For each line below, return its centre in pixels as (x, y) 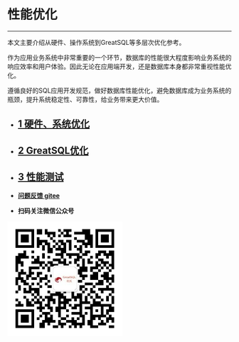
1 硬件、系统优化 (54, 124)
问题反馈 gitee (39, 195)
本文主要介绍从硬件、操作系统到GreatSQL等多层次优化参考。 (96, 42)
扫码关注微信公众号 (46, 210)
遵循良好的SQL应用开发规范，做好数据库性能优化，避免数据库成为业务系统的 (119, 90)
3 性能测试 (41, 177)
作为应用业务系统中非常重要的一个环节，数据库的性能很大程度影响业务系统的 (119, 57)
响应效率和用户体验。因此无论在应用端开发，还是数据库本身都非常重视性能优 (119, 66)
